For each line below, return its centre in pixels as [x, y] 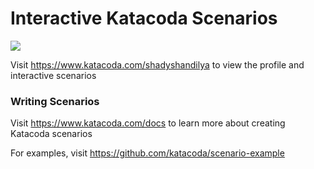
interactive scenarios [53, 75]
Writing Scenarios [55, 101]
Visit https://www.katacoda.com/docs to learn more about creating [148, 123]
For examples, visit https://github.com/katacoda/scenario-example [147, 153]
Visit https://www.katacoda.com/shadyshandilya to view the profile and [157, 64]
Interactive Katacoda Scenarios [144, 18]
